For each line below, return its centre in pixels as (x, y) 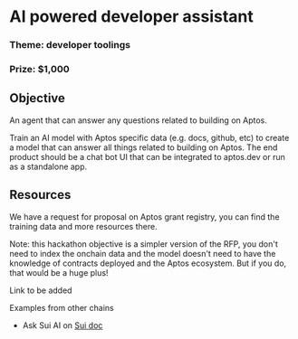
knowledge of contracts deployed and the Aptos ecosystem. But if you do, (148, 263)
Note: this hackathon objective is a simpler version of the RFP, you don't (144, 244)
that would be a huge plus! (59, 272)
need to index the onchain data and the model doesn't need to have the (143, 253)
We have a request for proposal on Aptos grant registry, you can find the (144, 217)
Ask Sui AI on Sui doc (62, 325)
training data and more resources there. (83, 226)
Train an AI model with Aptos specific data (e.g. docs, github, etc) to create (149, 137)
